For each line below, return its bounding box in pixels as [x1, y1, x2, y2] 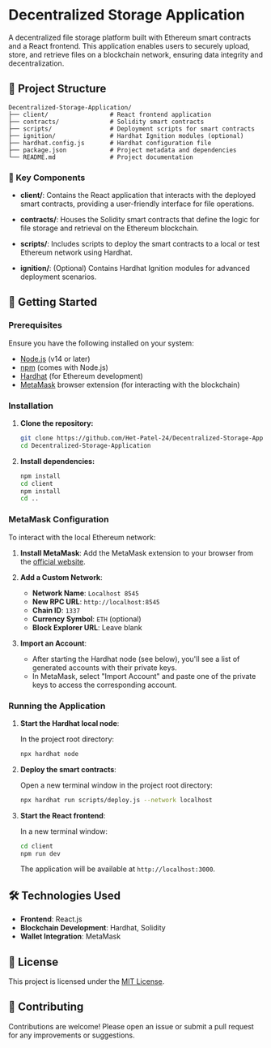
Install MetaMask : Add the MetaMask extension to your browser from [19, 548, 253, 557]
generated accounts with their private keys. [32, 663, 177, 672]
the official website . [19, 556, 87, 566]
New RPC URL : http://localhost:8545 [32, 596, 160, 606]
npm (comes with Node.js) [19, 363, 109, 372]
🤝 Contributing [8, 1000, 84, 1014]
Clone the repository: [19, 419, 94, 428]
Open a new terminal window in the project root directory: [19, 780, 213, 790]
